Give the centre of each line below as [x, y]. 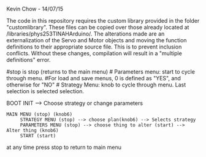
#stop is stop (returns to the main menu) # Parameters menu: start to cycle [101, 72]
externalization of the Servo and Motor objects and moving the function [97, 40]
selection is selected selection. [45, 91]
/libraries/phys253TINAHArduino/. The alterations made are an [86, 34]
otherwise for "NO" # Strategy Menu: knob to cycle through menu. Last [96, 85]
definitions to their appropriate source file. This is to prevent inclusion [94, 47]
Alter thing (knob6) [33, 131]
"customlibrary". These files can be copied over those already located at [98, 27]
